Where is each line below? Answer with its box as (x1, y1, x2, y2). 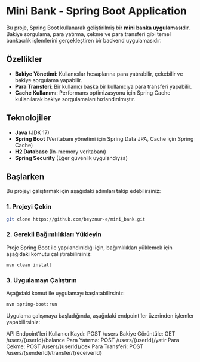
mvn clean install (6, 262, 52, 268)
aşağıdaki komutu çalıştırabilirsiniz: (6, 250, 93, 257)
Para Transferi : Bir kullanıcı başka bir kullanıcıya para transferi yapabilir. (14, 83, 192, 90)
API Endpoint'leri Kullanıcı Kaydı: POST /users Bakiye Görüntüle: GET (6, 330, 176, 337)
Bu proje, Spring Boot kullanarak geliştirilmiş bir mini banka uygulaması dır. (6, 24, 190, 31)
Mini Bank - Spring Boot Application (6, 4, 187, 18)
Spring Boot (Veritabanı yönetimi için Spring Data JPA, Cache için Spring (14, 135, 194, 142)
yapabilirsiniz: (6, 318, 41, 325)
